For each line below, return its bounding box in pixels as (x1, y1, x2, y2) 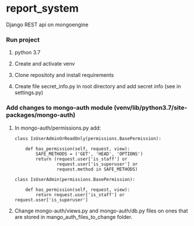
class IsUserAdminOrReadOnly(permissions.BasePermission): (14, 135, 162, 141)
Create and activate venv (14, 60, 75, 67)
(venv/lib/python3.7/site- (113, 104, 188, 112)
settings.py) (14, 89, 44, 96)
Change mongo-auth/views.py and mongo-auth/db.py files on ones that (14, 207, 188, 214)
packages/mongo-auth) (6, 111, 76, 119)
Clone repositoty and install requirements (14, 72, 114, 79)
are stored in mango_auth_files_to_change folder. (14, 213, 133, 220)
